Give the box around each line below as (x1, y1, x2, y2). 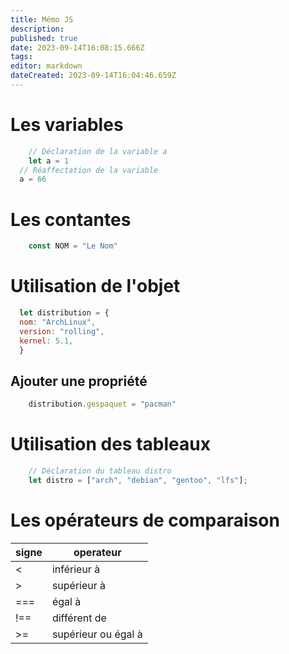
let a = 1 (28, 156, 70, 166)
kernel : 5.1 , (19, 336, 74, 346)
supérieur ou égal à (51, 627, 143, 641)
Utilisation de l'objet (10, 275, 181, 298)
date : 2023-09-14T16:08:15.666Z (10, 42, 145, 53)
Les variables (10, 114, 124, 136)
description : (10, 24, 65, 34)
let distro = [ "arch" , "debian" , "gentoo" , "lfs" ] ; (28, 475, 248, 485)
